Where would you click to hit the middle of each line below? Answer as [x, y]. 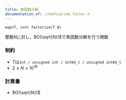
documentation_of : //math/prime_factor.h [47, 14]
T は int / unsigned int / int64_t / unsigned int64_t [67, 62]
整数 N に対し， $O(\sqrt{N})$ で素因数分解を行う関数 [57, 37]
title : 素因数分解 [22, 9]
